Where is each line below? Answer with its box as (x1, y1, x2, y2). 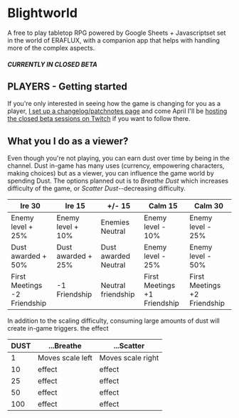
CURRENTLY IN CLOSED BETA (7, 60, 97, 68)
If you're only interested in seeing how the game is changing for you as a (7, 100, 221, 108)
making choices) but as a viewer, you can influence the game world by (7, 169, 215, 178)
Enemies (100, 218, 130, 227)
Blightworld (7, 5, 78, 21)
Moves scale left (38, 353, 92, 363)
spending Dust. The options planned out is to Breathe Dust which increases (7, 176, 229, 186)
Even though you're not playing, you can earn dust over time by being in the (7, 154, 230, 163)
